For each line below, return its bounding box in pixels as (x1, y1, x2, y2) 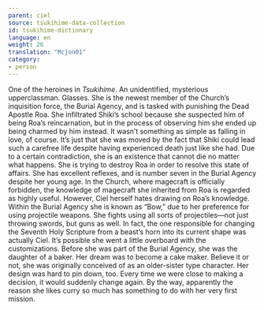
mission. (8, 293, 35, 304)
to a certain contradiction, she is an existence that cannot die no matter (8, 151, 240, 161)
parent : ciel (8, 11, 51, 20)
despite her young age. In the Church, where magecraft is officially (8, 177, 225, 186)
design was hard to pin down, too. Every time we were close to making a (8, 269, 244, 278)
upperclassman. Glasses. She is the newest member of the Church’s (8, 92, 230, 103)
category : (8, 56, 41, 64)
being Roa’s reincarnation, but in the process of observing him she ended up (8, 118, 257, 127)
